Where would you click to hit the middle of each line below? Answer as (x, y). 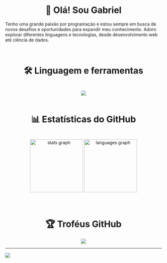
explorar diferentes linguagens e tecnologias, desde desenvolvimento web (82, 34)
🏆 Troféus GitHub (83, 224)
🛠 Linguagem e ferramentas (83, 71)
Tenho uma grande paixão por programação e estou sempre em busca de (81, 24)
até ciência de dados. (27, 40)
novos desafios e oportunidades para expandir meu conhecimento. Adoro (81, 29)
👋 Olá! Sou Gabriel (83, 10)
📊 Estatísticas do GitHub (83, 120)
